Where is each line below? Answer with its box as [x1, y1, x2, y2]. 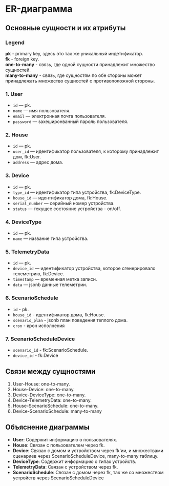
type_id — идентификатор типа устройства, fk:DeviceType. [12, 189, 141, 195]
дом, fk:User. [12, 154, 41, 160]
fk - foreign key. [5, 56, 39, 62]
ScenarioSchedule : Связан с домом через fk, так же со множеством [12, 469, 164, 475]
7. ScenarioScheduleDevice [5, 335, 75, 342]
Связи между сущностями [5, 367, 96, 376]
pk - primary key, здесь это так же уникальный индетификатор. [5, 50, 143, 56]
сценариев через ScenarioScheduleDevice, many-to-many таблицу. [12, 453, 159, 459]
